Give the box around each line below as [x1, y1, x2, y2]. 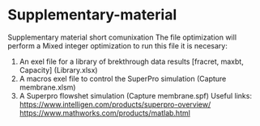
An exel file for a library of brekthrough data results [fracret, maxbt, [19, 57, 244, 66]
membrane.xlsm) [19, 82, 76, 92]
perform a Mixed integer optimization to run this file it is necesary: [7, 40, 228, 50]
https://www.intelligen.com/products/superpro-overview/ [19, 99, 211, 109]
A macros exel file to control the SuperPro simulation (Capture [19, 73, 227, 83]
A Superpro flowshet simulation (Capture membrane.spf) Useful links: [19, 90, 253, 100]
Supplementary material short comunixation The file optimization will [7, 32, 237, 42]
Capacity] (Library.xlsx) [19, 65, 98, 74]
